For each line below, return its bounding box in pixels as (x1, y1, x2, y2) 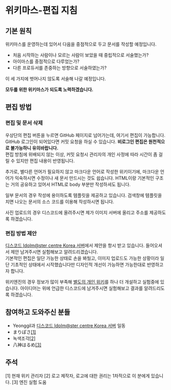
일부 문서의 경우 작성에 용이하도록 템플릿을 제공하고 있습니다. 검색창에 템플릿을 (5, 192, 162, 198)
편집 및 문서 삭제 (5, 120, 43, 127)
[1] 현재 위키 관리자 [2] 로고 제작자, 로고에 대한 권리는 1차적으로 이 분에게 (5, 373, 150, 379)
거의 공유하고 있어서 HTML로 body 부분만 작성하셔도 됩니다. (10, 181, 131, 187)
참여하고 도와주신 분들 (5, 308, 70, 317)
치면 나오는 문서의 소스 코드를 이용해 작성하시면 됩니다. (5, 198, 114, 204)
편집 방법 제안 (5, 230, 37, 237)
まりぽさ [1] (12, 329, 36, 335)
